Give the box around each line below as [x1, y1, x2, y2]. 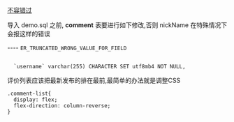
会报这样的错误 [7, 30, 50, 38]
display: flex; [13, 96, 58, 103]
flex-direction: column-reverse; [13, 102, 111, 109]
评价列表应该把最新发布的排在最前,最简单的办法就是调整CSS [7, 76, 181, 84]
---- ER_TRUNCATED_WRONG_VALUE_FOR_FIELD [7, 44, 127, 52]
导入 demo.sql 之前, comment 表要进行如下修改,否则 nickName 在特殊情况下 [7, 21, 228, 29]
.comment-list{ [7, 90, 52, 97]
